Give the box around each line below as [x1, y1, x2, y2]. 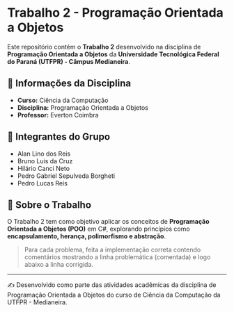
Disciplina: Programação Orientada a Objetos [17, 103, 148, 112]
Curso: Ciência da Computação [17, 96, 109, 104]
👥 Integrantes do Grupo [7, 131, 110, 143]
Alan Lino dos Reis [17, 149, 71, 158]
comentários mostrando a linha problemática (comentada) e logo [24, 253, 211, 261]
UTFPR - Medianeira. [7, 298, 68, 306]
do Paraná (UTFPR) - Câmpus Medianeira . [7, 57, 130, 65]
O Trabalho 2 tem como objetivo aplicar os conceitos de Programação [7, 217, 210, 226]
